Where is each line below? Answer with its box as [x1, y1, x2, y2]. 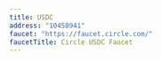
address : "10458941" [9, 21, 86, 30]
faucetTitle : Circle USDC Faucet [9, 37, 133, 47]
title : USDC [9, 12, 53, 22]
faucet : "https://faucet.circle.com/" [9, 29, 153, 38]
